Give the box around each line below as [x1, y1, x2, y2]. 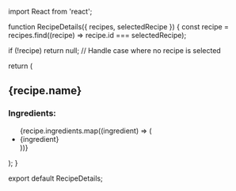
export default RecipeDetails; [8, 174, 103, 183]
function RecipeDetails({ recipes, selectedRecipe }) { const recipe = [8, 22, 230, 31]
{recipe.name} [8, 84, 82, 97]
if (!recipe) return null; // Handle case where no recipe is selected [8, 46, 222, 55]
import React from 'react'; [8, 7, 93, 16]
